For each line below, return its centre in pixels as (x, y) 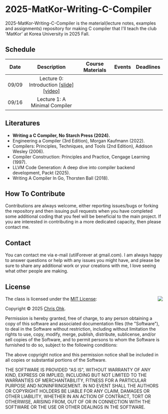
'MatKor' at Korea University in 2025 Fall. (47, 34)
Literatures (23, 123)
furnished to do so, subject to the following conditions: (61, 345)
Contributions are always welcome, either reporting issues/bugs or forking (82, 206)
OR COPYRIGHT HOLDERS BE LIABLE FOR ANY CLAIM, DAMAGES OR (77, 391)
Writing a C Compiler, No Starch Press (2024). (61, 135)
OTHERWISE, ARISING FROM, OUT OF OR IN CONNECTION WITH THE (78, 402)
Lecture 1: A (51, 99)
